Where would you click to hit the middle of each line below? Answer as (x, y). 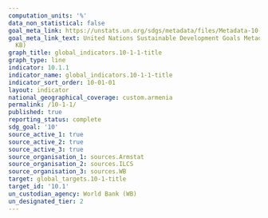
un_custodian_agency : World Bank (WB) (73, 194)
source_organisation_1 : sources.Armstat (77, 157)
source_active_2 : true (46, 142)
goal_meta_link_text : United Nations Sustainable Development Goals (124, 38)
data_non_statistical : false (57, 23)
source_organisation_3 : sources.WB (67, 172)
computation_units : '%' (48, 16)
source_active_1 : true (46, 134)
